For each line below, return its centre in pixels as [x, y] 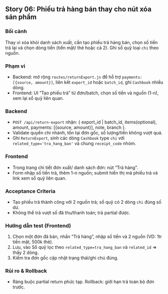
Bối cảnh [16, 32]
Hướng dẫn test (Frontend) [38, 225]
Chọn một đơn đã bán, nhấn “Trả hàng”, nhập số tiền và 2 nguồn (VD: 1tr [87, 237]
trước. [19, 287]
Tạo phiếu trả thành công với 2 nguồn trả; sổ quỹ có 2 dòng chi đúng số [87, 202]
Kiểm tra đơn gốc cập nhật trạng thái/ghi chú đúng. [65, 258]
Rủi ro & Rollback [26, 271]
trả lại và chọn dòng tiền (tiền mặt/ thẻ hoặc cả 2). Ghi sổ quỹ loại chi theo [82, 48]
